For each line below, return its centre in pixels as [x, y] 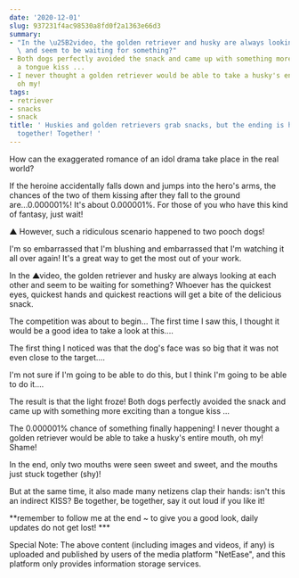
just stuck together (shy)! [55, 474]
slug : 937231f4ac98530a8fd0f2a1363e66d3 [85, 26]
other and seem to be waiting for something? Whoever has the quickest [140, 285]
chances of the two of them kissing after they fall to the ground [125, 195]
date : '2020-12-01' [45, 17]
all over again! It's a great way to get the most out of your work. [125, 258]
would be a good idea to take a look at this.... [91, 330]
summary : [25, 34]
